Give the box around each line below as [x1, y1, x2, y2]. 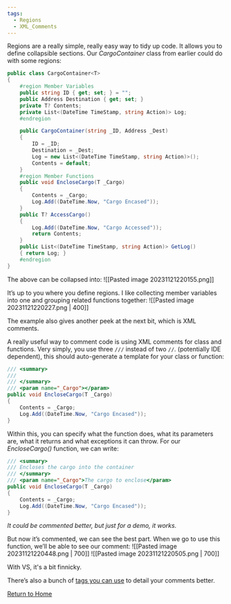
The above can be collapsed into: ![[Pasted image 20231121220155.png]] [7, 275, 214, 284]
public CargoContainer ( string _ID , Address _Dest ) [19, 127, 169, 135]
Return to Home [7, 589, 53, 598]
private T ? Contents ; [19, 102, 82, 109]
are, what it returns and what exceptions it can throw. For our [7, 437, 181, 445]
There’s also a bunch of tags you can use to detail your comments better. [7, 576, 216, 585]
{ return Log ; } [19, 250, 67, 257]
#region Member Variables [19, 83, 95, 90]
